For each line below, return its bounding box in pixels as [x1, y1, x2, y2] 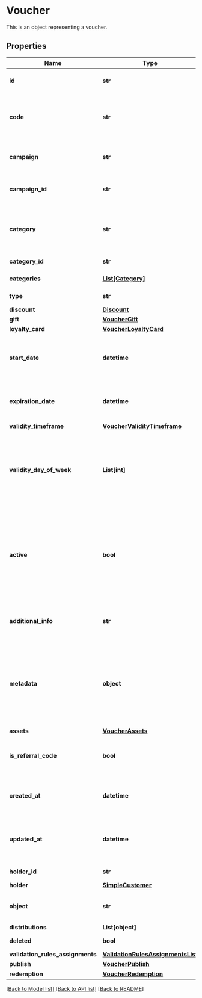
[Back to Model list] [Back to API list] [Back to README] [6, 985, 144, 992]
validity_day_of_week [9, 465, 72, 474]
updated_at [9, 835, 43, 843]
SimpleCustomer [102, 881, 152, 889]
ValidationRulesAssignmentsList [102, 950, 198, 958]
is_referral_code [9, 751, 57, 760]
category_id [9, 257, 44, 265]
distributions [9, 923, 47, 931]
